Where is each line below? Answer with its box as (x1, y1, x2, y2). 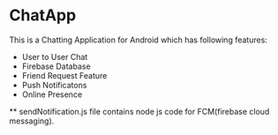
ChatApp (9, 5, 77, 26)
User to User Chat (21, 51, 88, 62)
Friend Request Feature (21, 70, 108, 80)
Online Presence (21, 89, 83, 100)
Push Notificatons (21, 79, 87, 90)
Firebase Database (21, 61, 91, 71)
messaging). (9, 116, 55, 126)
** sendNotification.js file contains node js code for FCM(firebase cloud (9, 106, 270, 116)
